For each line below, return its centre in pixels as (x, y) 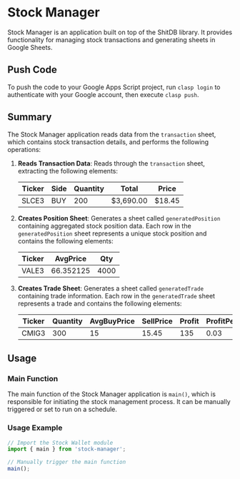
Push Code (32, 70)
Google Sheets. (30, 47)
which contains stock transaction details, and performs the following (108, 142)
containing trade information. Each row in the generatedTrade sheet (116, 296)
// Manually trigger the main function (67, 462)
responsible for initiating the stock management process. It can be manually (119, 402)
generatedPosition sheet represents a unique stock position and (112, 233)
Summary (30, 117)
